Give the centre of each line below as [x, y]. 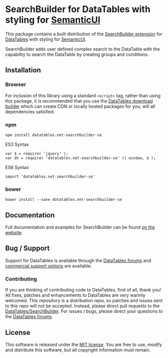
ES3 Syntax [17, 144]
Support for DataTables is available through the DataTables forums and [78, 260]
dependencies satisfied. [30, 111]
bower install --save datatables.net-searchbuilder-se [64, 200]
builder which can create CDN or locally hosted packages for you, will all [80, 106]
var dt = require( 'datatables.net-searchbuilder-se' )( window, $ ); [80, 158]
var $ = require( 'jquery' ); [37, 154]
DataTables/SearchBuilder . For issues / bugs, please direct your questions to [84, 311]
